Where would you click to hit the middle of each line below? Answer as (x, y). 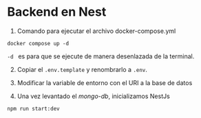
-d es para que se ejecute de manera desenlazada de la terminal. (101, 56)
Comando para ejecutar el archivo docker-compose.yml (96, 31)
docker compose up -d (38, 43)
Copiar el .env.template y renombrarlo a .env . (82, 69)
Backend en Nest (57, 12)
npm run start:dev (33, 108)
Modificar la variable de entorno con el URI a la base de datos (105, 82)
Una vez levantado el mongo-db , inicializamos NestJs (93, 96)
